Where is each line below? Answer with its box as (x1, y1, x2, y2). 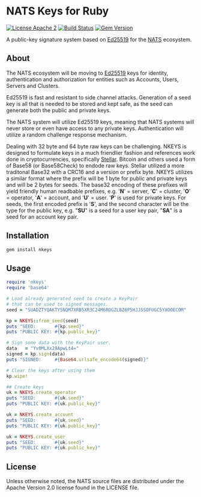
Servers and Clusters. (6, 82, 60, 89)
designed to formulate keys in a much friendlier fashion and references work (6, 149, 196, 156)
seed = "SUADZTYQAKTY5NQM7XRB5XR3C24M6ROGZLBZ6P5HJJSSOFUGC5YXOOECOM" (6, 307, 187, 313)
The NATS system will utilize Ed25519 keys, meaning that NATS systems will (6, 118, 194, 125)
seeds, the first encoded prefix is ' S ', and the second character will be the (6, 200, 189, 207)
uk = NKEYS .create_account (6, 411, 74, 417)
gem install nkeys (6, 246, 52, 252)
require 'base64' (6, 285, 50, 291)
